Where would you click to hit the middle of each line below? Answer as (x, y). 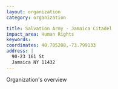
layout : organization (34, 12)
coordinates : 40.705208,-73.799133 (51, 45)
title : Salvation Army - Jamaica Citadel (59, 28)
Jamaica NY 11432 (34, 62)
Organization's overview (37, 79)
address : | (20, 51)
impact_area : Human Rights (40, 34)
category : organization (36, 18)
